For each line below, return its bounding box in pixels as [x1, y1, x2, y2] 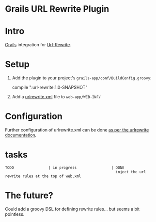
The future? [5, 190, 53, 201]
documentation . [5, 132, 37, 138]
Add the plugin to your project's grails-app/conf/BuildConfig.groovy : [12, 75, 152, 81]
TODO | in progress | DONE [5, 165, 125, 170]
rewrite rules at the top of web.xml [5, 174, 81, 179]
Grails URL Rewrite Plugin [5, 3, 109, 15]
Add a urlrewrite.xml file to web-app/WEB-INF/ [12, 94, 101, 100]
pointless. [5, 211, 25, 217]
